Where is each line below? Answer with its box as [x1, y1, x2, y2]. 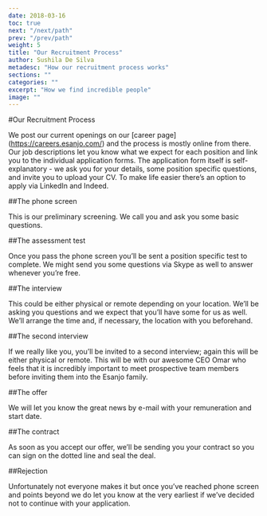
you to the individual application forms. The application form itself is [8, 156, 231, 166]
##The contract [8, 427, 60, 436]
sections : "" [8, 71, 52, 79]
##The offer [8, 388, 48, 397]
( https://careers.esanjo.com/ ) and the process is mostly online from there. [8, 139, 251, 148]
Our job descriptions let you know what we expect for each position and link [8, 147, 258, 157]
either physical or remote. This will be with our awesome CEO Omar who [8, 355, 247, 365]
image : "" [8, 93, 41, 101]
